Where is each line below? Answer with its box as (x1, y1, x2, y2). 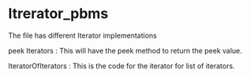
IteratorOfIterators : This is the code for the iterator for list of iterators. (8, 60, 235, 71)
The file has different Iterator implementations (8, 31, 158, 40)
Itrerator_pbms (8, 5, 109, 23)
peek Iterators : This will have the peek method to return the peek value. (8, 46, 243, 55)
